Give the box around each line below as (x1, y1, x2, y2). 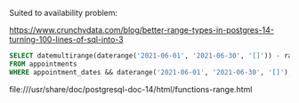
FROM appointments (9, 59, 77, 68)
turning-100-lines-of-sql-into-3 (9, 35, 124, 44)
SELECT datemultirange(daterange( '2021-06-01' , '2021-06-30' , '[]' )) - (9, 51, 280, 60)
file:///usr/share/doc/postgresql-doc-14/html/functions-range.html (9, 83, 253, 94)
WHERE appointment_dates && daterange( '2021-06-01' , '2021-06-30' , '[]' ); (9, 67, 293, 76)
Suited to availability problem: (9, 8, 118, 18)
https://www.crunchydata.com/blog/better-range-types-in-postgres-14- (9, 25, 274, 35)
